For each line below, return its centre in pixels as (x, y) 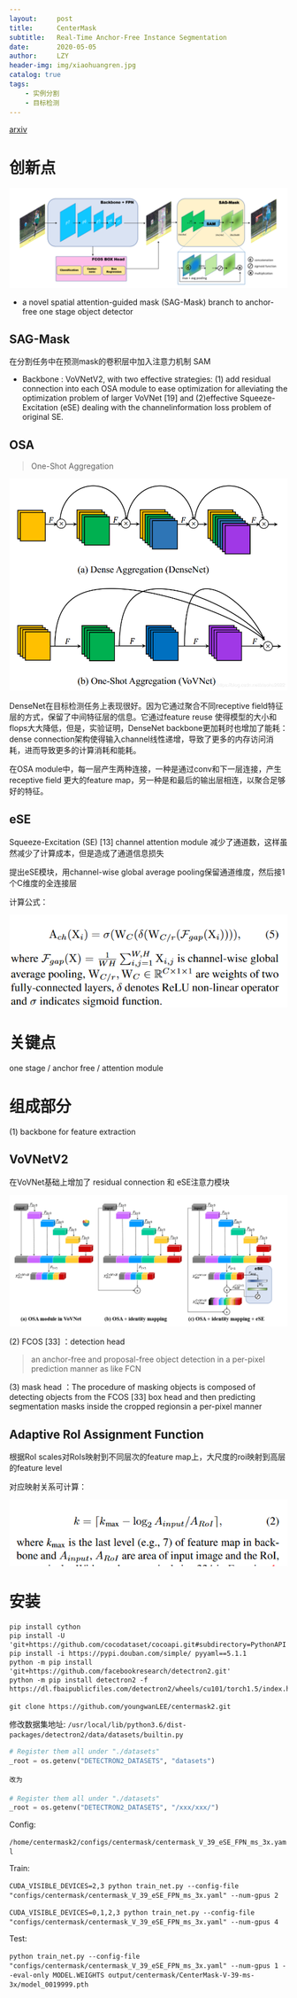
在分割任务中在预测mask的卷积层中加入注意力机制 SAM (110, 362)
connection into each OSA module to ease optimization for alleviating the (155, 389)
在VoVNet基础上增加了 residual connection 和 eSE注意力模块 (119, 1182)
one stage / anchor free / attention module (86, 1068)
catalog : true (35, 75)
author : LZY (39, 56)
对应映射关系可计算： (48, 1487)
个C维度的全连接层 (43, 882)
